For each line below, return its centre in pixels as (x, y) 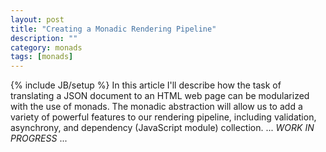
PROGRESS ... (39, 138)
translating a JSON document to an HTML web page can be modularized (160, 96)
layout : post (37, 19)
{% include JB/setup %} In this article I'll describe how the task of (146, 85)
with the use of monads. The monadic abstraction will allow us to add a (156, 107)
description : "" (44, 38)
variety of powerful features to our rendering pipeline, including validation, (163, 117)
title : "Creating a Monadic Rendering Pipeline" (113, 29)
